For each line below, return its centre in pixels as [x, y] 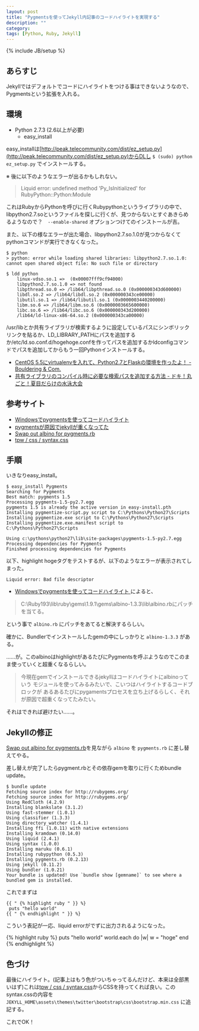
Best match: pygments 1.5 [38, 497]
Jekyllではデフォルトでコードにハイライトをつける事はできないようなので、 [99, 86]
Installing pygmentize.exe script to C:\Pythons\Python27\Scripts [90, 518]
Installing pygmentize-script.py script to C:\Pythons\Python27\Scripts [98, 513]
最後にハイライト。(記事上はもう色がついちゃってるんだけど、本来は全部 [95, 980]
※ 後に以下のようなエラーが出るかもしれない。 [63, 176]
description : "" [26, 23]
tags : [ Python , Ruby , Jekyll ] [44, 34]
